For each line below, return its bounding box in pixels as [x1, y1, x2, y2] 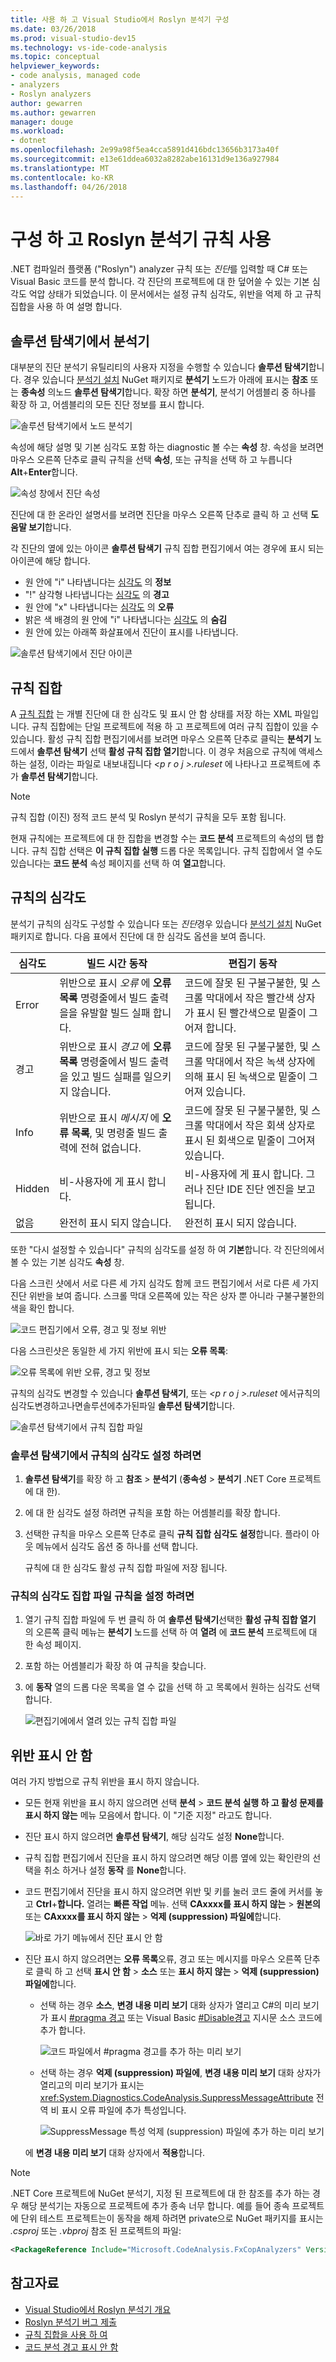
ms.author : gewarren [10, 107, 97, 118]
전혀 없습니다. [79, 1141, 142, 1155]
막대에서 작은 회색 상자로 [205, 1118, 316, 1132]
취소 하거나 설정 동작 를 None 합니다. [43, 1864, 187, 1876]
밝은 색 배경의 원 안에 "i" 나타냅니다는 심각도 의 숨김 [24, 614, 228, 626]
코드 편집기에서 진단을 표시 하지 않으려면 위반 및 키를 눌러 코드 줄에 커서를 [24, 1886, 313, 1898]
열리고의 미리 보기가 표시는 [39, 2079, 145, 2091]
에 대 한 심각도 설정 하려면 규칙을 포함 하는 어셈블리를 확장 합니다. [24, 1507, 281, 1519]
